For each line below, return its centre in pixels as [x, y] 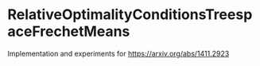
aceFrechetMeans [69, 31]
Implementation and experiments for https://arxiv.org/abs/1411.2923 [118, 53]
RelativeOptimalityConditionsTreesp [130, 15]
